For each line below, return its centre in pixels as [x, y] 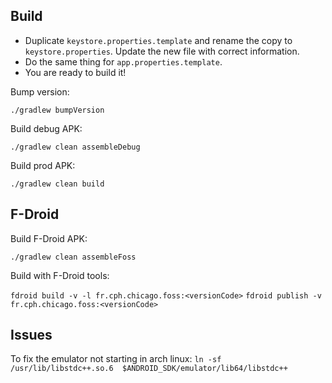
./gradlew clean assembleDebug [75, 147]
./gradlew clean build [57, 184]
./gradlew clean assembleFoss [73, 257]
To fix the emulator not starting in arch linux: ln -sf [116, 359]
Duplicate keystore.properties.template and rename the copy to [158, 40]
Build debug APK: [46, 128]
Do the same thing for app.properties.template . [123, 61]
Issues [31, 335]
